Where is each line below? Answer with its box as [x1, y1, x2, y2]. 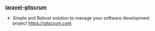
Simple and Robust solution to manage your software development [12, 15, 150, 21]
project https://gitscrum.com [12, 20, 71, 26]
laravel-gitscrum [5, 4, 47, 11]
